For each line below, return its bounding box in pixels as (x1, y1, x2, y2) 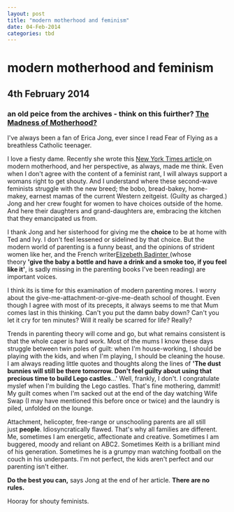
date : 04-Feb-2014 (7, 23, 61, 30)
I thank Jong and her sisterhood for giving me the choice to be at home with (7, 228, 227, 236)
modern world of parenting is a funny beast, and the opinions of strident (7, 243, 215, 251)
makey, (7, 192, 28, 201)
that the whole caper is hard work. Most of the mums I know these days (7, 337, 214, 346)
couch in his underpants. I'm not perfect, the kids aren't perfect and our (7, 455, 214, 464)
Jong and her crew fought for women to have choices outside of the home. (7, 199, 224, 208)
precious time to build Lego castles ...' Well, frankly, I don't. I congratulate (7, 375, 220, 383)
